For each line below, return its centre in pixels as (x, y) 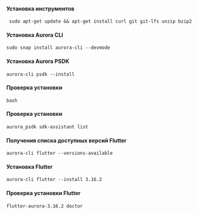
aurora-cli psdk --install (41, 74)
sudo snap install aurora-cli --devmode (58, 48)
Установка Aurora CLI (35, 35)
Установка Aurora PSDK (38, 61)
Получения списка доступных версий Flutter (66, 140)
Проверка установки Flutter (44, 193)
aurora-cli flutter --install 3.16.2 (54, 180)
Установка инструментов (41, 9)
